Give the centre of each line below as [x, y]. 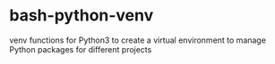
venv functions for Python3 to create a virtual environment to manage [138, 40]
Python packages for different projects [81, 49]
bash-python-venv [82, 16]
